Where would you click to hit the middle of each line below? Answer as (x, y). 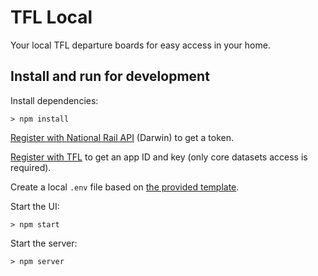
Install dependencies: (54, 100)
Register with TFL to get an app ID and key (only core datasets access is (159, 157)
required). (31, 167)
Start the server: (44, 243)
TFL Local (51, 17)
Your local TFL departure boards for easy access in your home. (140, 45)
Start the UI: (35, 206)
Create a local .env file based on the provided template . (125, 187)
